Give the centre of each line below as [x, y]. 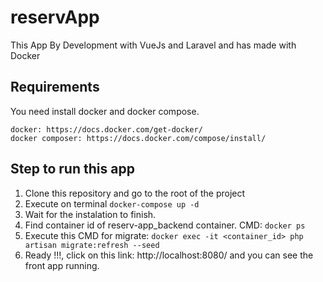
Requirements [55, 87]
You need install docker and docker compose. [105, 111]
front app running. [62, 265]
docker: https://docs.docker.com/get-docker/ [106, 129]
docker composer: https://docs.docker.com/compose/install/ [138, 138]
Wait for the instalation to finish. [90, 214]
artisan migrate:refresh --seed [92, 245]
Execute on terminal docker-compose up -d [112, 203]
